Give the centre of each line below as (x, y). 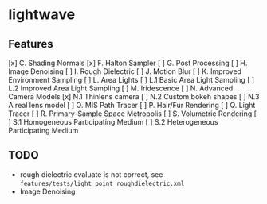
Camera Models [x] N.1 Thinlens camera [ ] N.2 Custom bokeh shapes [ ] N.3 (134, 96)
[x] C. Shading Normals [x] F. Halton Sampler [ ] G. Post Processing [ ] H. (128, 63)
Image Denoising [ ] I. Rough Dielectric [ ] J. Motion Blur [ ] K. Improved (125, 71)
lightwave (42, 15)
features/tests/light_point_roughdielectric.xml (102, 183)
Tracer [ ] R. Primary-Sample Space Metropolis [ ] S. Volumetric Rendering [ (133, 114)
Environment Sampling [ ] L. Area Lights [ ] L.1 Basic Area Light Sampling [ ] (132, 80)
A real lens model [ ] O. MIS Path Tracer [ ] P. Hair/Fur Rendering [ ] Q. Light (132, 105)
